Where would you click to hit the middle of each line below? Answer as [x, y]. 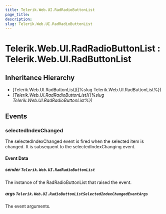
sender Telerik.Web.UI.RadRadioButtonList [50, 170]
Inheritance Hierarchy [40, 77]
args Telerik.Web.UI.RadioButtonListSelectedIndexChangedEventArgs [77, 194]
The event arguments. [28, 206]
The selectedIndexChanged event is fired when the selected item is [74, 141]
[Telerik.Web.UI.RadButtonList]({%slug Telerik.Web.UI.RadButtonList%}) [87, 90]
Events [16, 116]
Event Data [17, 158]
